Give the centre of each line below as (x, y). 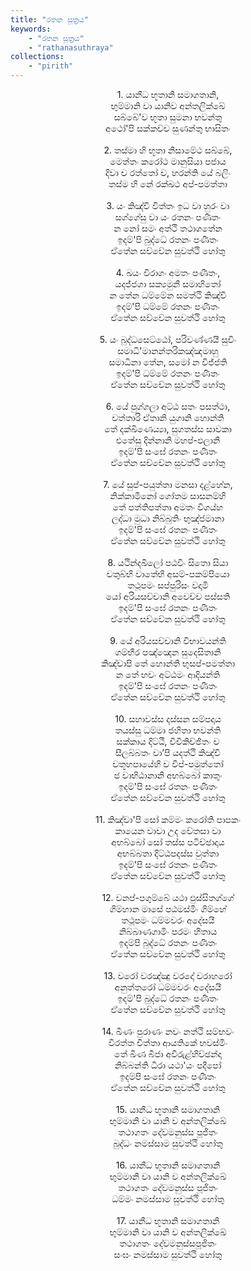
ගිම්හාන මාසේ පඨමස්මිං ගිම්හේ (168, 909)
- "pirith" (51, 66)
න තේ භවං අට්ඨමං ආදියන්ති (168, 674)
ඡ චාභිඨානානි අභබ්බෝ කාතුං (168, 775)
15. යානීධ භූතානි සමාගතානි (168, 1109)
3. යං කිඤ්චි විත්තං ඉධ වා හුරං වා (168, 205)
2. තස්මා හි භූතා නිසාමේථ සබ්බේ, (168, 150)
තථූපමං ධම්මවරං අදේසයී (168, 920)
